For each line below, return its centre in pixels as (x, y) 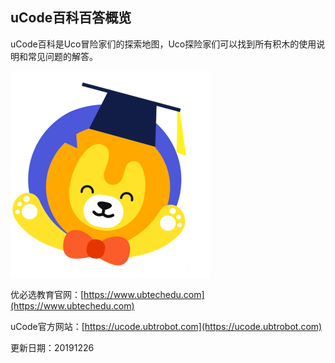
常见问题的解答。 (62, 56)
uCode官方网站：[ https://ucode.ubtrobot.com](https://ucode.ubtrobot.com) (166, 326)
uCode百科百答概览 (71, 18)
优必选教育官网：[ (47, 294)
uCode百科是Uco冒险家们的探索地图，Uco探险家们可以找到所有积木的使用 (163, 44)
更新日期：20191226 (52, 347)
